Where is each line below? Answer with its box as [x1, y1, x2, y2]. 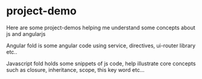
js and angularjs [6, 30, 46, 37]
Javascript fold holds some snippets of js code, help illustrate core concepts [6, 60, 196, 67]
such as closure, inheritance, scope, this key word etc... [6, 66, 145, 73]
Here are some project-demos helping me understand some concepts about [6, 24, 196, 31]
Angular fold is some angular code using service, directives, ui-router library [6, 42, 196, 49]
